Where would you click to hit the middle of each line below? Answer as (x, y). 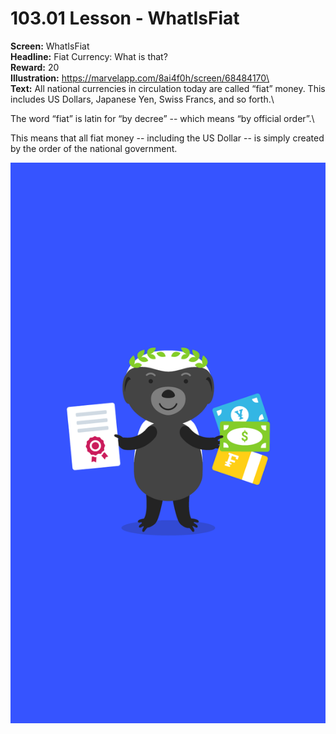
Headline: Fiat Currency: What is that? (89, 56)
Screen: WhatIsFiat (50, 46)
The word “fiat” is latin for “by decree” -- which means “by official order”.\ (162, 118)
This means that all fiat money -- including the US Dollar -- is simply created (167, 138)
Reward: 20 (35, 67)
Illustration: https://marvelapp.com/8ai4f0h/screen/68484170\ (140, 78)
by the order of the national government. (94, 148)
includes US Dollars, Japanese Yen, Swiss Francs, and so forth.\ (142, 99)
